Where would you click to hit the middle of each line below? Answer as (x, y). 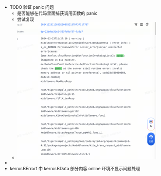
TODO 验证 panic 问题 (32, 7)
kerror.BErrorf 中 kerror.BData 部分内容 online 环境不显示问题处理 (75, 168)
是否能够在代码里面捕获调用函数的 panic (57, 13)
